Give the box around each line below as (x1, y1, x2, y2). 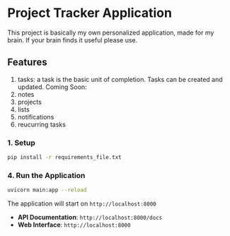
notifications (17, 112, 54, 121)
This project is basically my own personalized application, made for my (7, 28, 214, 37)
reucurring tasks (17, 120, 66, 129)
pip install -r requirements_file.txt (7, 154, 122, 161)
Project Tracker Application (7, 5, 172, 21)
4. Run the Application (7, 170, 86, 180)
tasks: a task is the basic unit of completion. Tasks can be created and (17, 75, 223, 83)
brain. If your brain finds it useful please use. (7, 35, 138, 44)
